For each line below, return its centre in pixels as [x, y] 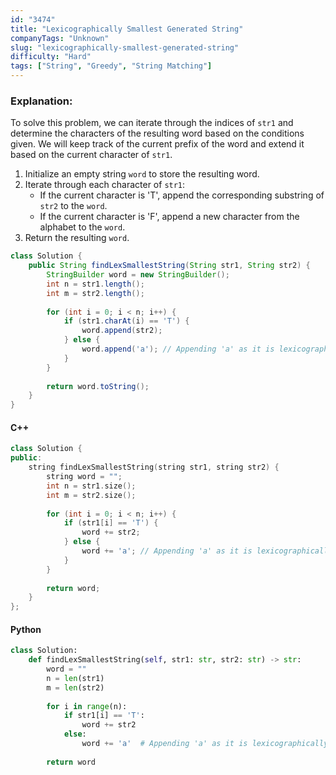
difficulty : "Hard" [51, 57]
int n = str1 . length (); [95, 284]
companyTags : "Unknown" [60, 38]
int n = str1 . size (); [91, 486]
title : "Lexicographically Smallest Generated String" [127, 29]
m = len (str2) [75, 687]
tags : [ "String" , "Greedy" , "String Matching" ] [111, 66]
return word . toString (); [98, 386]
